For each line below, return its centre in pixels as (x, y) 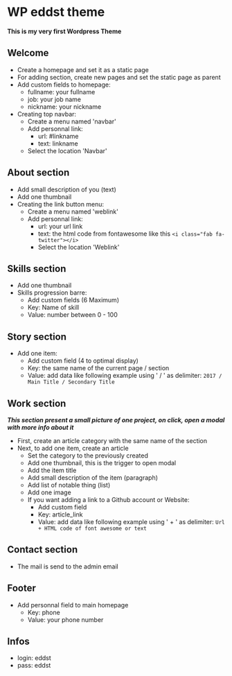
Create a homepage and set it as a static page (83, 69)
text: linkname (58, 144)
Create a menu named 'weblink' (73, 211)
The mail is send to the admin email (68, 566)
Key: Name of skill (53, 307)
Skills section (37, 269)
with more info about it (41, 427)
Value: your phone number (65, 619)
